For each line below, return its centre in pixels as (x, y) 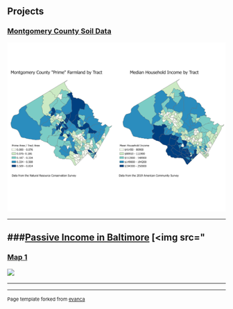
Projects (26, 11)
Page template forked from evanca (46, 299)
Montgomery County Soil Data (59, 31)
